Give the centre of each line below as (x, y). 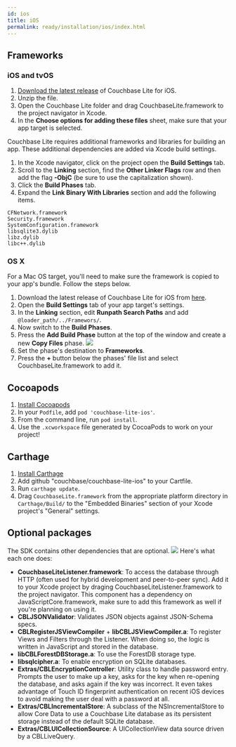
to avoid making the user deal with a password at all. (93, 699)
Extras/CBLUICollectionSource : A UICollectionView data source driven (121, 729)
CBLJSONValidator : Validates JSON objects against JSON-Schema (115, 616)
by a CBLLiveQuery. (46, 736)
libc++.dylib (26, 244)
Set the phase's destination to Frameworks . (81, 351)
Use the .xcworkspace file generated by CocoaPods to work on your (115, 427)
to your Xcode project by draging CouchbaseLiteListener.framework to (120, 587)
